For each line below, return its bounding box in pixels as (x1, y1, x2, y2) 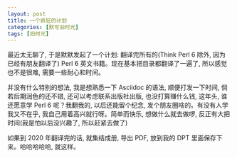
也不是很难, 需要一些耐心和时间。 (7, 68, 105, 77)
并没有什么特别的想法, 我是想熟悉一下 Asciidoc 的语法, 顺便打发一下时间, (7, 83, 220, 92)
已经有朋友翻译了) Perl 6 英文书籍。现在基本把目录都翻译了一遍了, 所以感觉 (7, 60, 228, 68)
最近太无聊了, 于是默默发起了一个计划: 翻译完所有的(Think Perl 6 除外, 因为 (7, 50, 226, 59)
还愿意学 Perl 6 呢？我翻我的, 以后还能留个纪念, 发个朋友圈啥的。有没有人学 (7, 101, 229, 110)
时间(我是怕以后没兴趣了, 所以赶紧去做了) (7, 118, 128, 128)
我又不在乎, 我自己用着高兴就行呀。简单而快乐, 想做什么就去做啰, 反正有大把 (7, 110, 230, 118)
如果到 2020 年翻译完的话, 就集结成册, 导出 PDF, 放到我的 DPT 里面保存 (7, 134, 217, 142)
